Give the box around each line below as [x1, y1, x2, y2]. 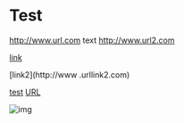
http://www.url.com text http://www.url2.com [9, 35, 175, 45]
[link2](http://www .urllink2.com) [9, 69, 130, 80]
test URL [9, 86, 41, 97]
